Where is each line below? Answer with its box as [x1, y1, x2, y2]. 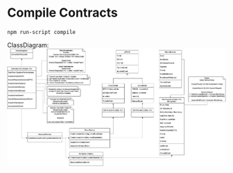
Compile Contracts [7, 5, 118, 21]
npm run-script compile [7, 28, 76, 35]
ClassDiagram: [7, 40, 49, 49]
